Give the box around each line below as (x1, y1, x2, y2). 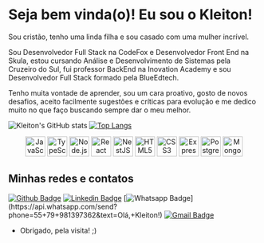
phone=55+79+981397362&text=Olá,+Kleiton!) (8, 210, 163, 220)
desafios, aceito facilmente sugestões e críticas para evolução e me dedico (8, 96, 257, 106)
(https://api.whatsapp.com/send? (8, 202, 118, 211)
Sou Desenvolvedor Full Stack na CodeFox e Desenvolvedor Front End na (8, 47, 250, 57)
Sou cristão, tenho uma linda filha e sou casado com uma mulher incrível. (8, 32, 250, 41)
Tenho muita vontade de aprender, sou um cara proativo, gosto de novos (8, 88, 248, 97)
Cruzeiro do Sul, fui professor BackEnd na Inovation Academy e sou (8, 64, 231, 73)
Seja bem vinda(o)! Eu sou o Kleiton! (8, 6, 253, 24)
